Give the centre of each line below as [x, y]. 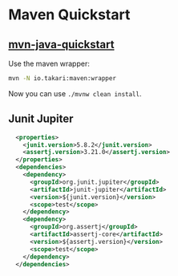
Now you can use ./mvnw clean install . [75, 93]
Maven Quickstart [69, 15]
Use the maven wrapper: [49, 63]
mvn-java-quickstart [61, 45]
